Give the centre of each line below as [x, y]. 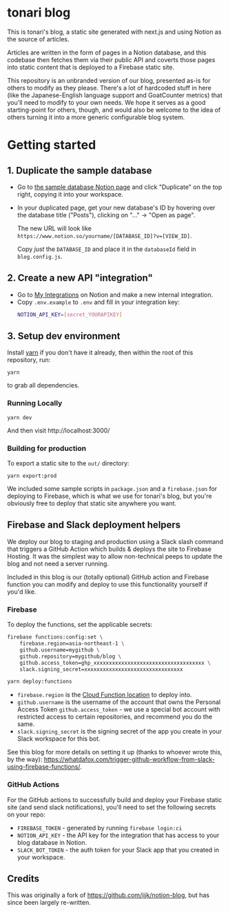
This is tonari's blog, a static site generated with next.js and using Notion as [114, 32]
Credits [23, 878]
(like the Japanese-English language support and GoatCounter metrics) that [115, 95]
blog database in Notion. [52, 842]
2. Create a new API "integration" [80, 278]
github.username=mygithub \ [60, 650]
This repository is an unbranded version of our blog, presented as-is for [109, 80]
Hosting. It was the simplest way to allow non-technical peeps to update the [115, 556]
